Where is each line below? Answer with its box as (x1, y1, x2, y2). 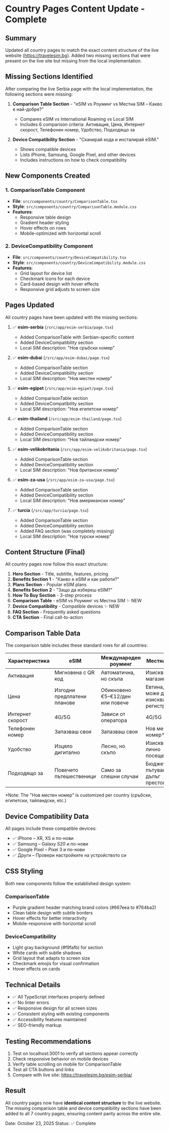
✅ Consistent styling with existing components (12, 1011, 110, 1017)
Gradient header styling (20, 220, 69, 226)
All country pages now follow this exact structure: (5, 561, 108, 567)
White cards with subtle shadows (12, 950, 81, 956)
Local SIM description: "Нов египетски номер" (20, 406, 119, 412)
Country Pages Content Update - (5, 3, 145, 15)
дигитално (54, 749, 80, 756)
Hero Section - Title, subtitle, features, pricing (12, 571, 108, 577)
